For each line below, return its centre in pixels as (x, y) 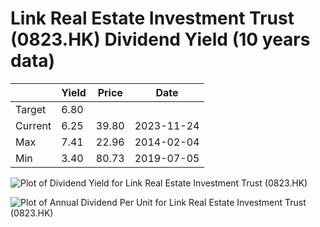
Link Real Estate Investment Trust (152, 18)
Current (33, 125)
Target (31, 109)
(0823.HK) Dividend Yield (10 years (160, 39)
